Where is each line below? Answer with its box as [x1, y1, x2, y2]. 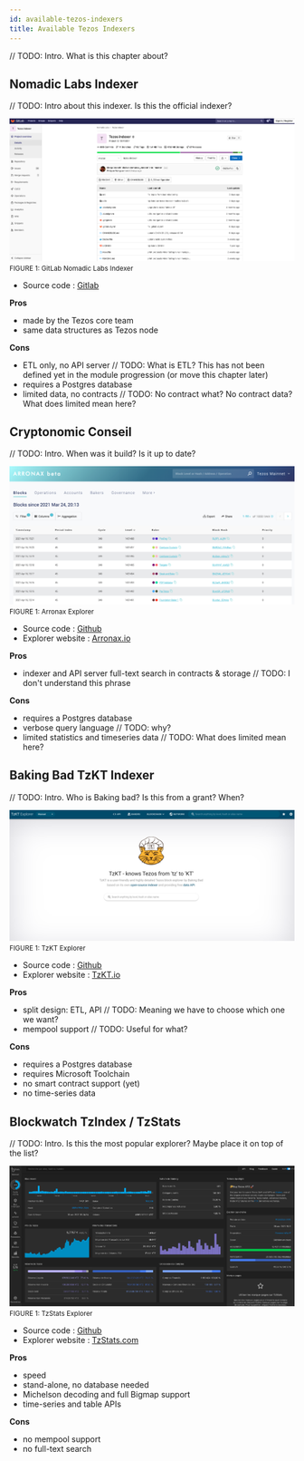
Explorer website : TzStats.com [22, 1334, 139, 1345]
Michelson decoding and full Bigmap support [22, 1388, 191, 1399]
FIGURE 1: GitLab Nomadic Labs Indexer [9, 264, 134, 273]
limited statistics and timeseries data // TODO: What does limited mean [22, 732, 287, 742]
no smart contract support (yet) [22, 1079, 140, 1089]
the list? [9, 1147, 39, 1158]
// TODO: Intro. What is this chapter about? [9, 50, 169, 61]
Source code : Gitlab [22, 279, 100, 290]
